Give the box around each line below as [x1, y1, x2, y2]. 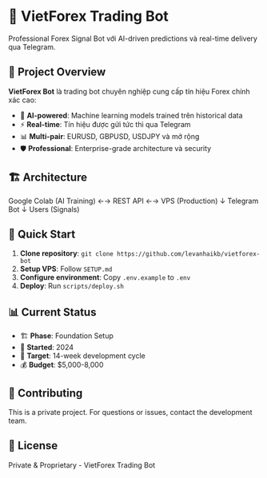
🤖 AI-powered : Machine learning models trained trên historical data [19, 110, 243, 120]
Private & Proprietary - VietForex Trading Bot [8, 460, 156, 470]
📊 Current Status [8, 305, 97, 319]
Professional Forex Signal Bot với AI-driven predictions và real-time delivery [8, 34, 258, 43]
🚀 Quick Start [8, 227, 76, 241]
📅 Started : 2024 [19, 343, 74, 353]
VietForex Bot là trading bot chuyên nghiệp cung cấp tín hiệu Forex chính [8, 86, 250, 96]
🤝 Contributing [8, 386, 83, 400]
